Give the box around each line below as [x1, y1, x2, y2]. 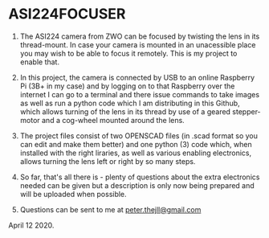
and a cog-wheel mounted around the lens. [41, 115, 185, 125]
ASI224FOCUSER [8, 5, 126, 23]
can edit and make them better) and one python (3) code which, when [19, 139, 252, 149]
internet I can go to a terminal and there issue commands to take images [19, 89, 259, 99]
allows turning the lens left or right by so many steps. [19, 156, 196, 166]
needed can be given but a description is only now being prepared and [19, 180, 255, 190]
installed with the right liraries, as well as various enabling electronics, [19, 148, 251, 158]
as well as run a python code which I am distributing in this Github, [19, 98, 240, 108]
